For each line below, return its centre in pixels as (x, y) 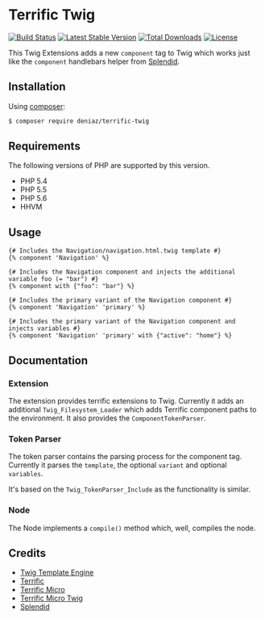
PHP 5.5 (33, 190)
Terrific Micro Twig (51, 598)
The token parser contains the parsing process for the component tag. (125, 457)
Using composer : (37, 106)
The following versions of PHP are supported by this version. (109, 165)
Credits (27, 553)
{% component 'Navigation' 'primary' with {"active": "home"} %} (120, 336)
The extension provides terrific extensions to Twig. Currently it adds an (126, 400)
